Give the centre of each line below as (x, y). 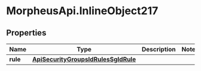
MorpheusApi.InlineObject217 (82, 11)
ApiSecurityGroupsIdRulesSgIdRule (84, 59)
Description (159, 49)
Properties (26, 33)
